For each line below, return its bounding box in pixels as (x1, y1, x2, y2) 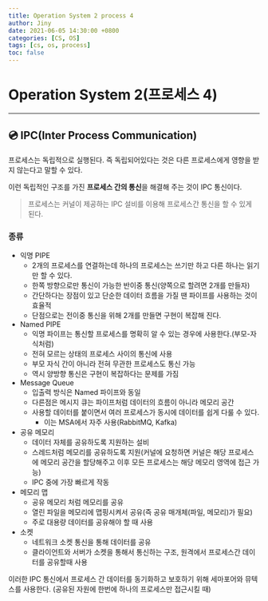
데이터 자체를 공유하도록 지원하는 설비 (31, 437, 150, 448)
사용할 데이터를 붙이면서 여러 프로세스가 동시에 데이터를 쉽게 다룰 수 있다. (31, 408, 260, 417)
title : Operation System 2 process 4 (8, 11, 134, 20)
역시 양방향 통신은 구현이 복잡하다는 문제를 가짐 (31, 369, 179, 379)
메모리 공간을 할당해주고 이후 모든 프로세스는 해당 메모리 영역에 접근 (40, 457, 251, 468)
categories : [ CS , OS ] (8, 34, 81, 42)
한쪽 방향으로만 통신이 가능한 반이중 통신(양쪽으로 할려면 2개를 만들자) (31, 281, 250, 290)
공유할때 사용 (46, 557, 88, 567)
